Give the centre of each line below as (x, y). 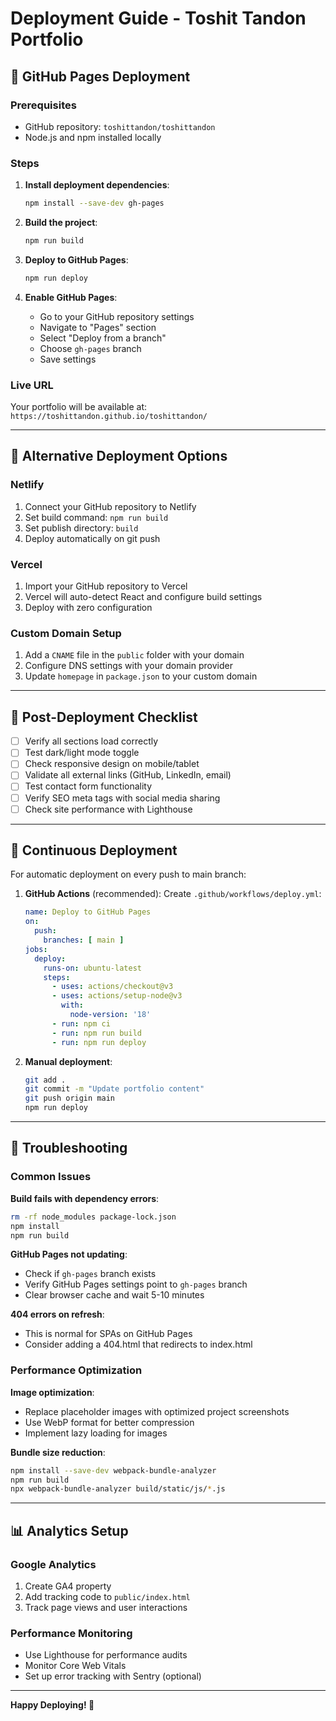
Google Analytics (53, 1564)
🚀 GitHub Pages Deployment (100, 76)
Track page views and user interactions (106, 1607)
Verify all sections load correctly (91, 741)
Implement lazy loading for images (96, 1433)
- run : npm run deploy (99, 1042)
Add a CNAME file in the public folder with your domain (134, 655)
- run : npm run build (96, 1033)
